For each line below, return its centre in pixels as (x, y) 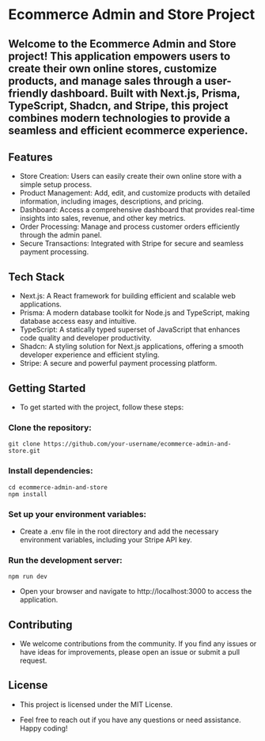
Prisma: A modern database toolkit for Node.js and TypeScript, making (135, 313)
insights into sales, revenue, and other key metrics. (102, 218)
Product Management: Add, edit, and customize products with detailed (135, 193)
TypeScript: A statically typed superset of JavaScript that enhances (130, 329)
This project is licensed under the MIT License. (96, 704)
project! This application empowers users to (119, 56)
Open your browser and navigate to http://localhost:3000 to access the (136, 591)
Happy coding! (44, 728)
